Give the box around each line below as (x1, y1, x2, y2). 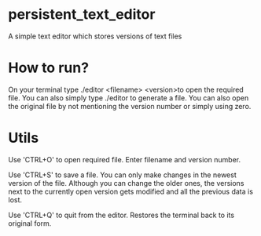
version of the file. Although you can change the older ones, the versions (8, 178, 244, 187)
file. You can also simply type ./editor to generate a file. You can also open (8, 93, 249, 103)
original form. (8, 218, 52, 228)
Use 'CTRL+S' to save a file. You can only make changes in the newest (8, 170, 237, 180)
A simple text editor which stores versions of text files (8, 31, 182, 41)
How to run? (8, 59, 89, 77)
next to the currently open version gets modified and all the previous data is (8, 187, 254, 196)
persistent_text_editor (8, 5, 156, 24)
